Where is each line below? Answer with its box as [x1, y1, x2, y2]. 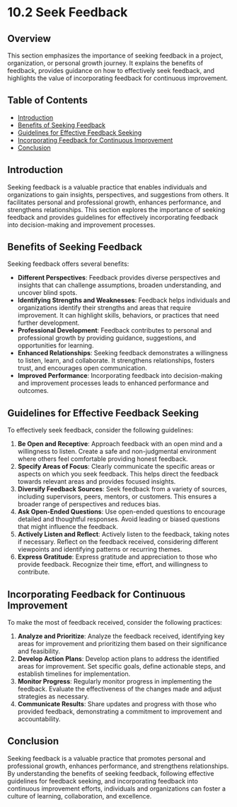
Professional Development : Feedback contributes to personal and [17, 326, 212, 335]
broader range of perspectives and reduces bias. [17, 500, 161, 508]
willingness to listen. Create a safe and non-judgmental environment [17, 447, 217, 456]
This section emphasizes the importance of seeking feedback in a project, [7, 51, 224, 60]
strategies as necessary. [17, 692, 90, 701]
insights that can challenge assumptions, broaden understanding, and [17, 281, 221, 289]
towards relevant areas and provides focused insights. [17, 477, 176, 486]
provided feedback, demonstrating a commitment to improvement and [17, 707, 223, 716]
